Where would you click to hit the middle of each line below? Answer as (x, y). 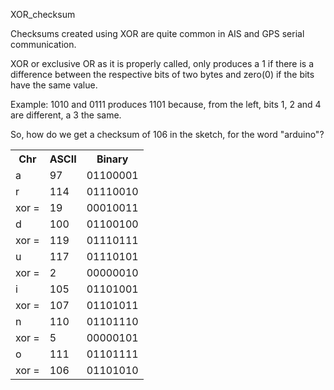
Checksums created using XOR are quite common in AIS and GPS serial (157, 33)
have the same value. (54, 85)
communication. (43, 44)
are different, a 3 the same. (66, 115)
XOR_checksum (43, 14)
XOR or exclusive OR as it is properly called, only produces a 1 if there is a (162, 63)
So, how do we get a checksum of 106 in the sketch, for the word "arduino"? (167, 134)
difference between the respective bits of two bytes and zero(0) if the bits (162, 74)
